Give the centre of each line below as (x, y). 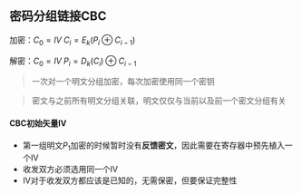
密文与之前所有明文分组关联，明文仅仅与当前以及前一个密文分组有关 (159, 101)
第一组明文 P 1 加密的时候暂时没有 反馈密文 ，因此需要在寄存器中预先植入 (154, 146)
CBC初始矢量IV (38, 123)
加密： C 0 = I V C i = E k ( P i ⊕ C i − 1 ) (73, 41)
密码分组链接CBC (58, 16)
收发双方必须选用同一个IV (70, 170)
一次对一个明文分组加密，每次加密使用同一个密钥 (123, 82)
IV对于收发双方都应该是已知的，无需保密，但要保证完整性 (130, 180)
